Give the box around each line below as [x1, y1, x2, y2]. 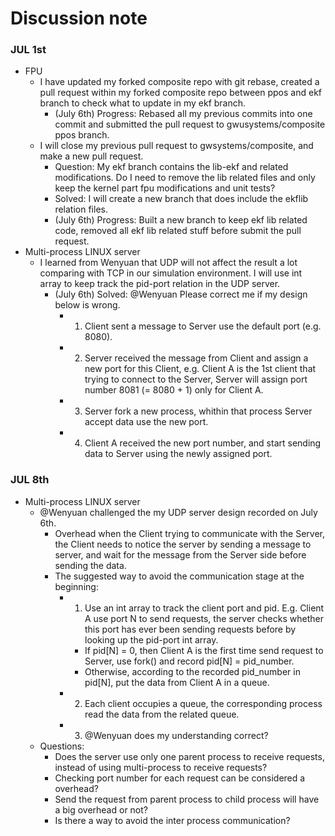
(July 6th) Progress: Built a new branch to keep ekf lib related [54, 214, 308, 226]
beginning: [54, 580, 99, 592]
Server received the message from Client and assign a [84, 352, 309, 364]
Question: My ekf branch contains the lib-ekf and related [54, 161, 289, 173]
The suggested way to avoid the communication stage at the [54, 570, 305, 582]
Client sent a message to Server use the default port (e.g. [84, 320, 322, 332]
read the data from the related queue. [84, 708, 240, 720]
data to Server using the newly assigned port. [84, 448, 273, 460]
